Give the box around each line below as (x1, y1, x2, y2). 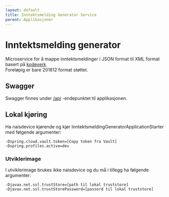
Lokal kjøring (5, 110, 47, 119)
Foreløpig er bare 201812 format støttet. (5, 67, 88, 73)
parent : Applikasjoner (5, 17, 53, 22)
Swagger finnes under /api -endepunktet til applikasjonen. (5, 95, 127, 101)
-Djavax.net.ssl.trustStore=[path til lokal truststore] (5, 182, 129, 187)
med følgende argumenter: (5, 129, 62, 135)
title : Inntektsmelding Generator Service (5, 12, 97, 17)
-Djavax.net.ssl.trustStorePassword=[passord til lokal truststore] (5, 187, 154, 192)
